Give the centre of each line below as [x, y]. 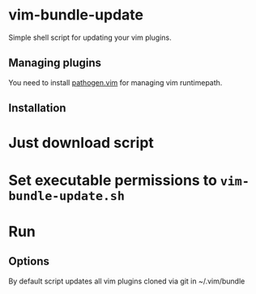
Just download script [81, 143]
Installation [37, 108]
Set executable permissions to [113, 180]
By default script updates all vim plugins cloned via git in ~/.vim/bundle [127, 281]
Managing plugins [55, 63]
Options [29, 262]
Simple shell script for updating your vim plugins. [90, 37]
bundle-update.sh [67, 196]
